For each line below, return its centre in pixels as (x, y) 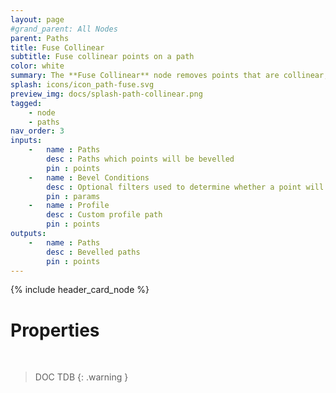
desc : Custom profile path (104, 215)
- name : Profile (69, 206)
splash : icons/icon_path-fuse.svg (82, 85)
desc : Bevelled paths (93, 252)
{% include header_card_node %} (80, 290)
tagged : (26, 103)
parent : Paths (40, 38)
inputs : (26, 141)
